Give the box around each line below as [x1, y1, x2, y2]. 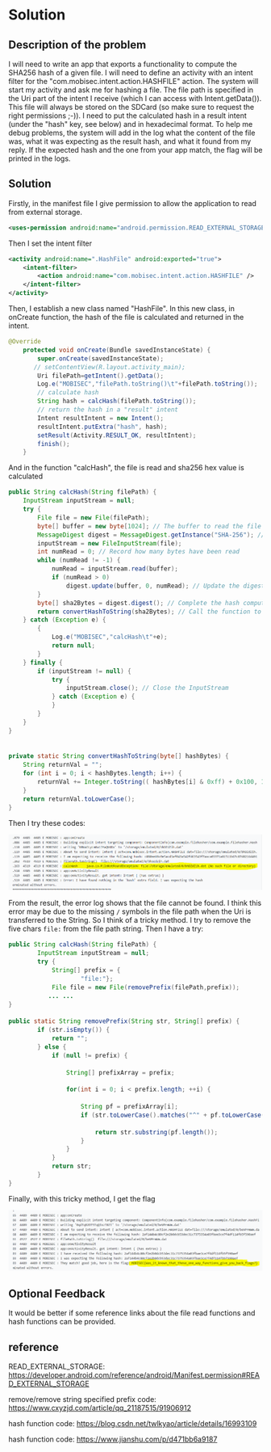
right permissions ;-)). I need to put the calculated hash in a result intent [8, 111, 248, 120]
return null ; [51, 642, 95, 650]
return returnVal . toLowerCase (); [23, 794, 135, 803]
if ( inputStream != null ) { [37, 667, 131, 675]
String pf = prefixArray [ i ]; [80, 1103, 179, 1111]
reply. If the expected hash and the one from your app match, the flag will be [8, 145, 264, 154]
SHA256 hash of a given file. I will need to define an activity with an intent [8, 68, 254, 78]
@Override [8, 338, 42, 346]
